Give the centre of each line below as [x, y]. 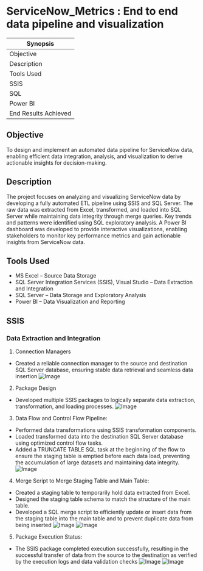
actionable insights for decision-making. [57, 162]
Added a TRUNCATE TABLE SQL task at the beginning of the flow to [100, 450]
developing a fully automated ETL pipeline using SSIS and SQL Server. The [100, 203]
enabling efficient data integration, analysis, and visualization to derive [95, 156]
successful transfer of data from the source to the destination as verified [106, 555]
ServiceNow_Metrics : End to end [92, 11]
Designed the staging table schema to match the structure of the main [103, 499]
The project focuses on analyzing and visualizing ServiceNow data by [94, 196]
